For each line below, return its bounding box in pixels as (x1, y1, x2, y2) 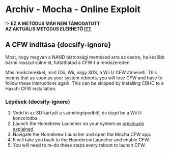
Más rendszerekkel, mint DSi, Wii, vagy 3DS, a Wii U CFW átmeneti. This (5, 69, 157, 75)
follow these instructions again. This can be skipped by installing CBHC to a (5, 80, 164, 86)
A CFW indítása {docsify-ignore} (5, 41, 111, 49)
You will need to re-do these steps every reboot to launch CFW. (12, 142, 146, 148)
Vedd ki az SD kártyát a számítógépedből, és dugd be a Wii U (12, 110, 142, 116)
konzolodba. (12, 115, 39, 121)
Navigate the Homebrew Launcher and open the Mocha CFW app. (12, 131, 152, 138)
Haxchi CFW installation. (5, 85, 57, 91)
